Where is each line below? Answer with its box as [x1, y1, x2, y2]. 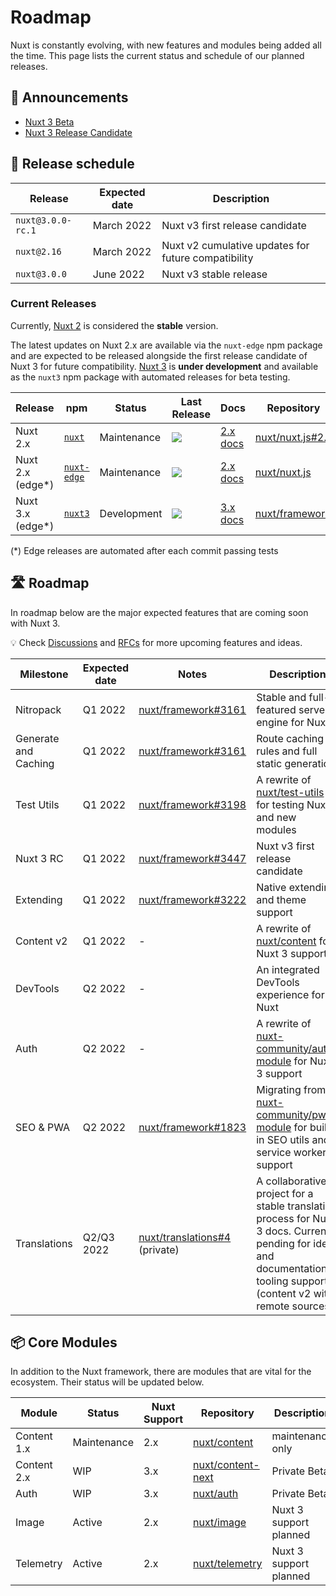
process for [256, 1211, 311, 1225]
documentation [256, 1261, 328, 1275]
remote [256, 1299, 290, 1313]
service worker [256, 1145, 327, 1159]
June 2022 [92, 267, 145, 281]
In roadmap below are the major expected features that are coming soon [10, 606, 309, 618]
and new [256, 810, 297, 824]
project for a [256, 1186, 314, 1200]
